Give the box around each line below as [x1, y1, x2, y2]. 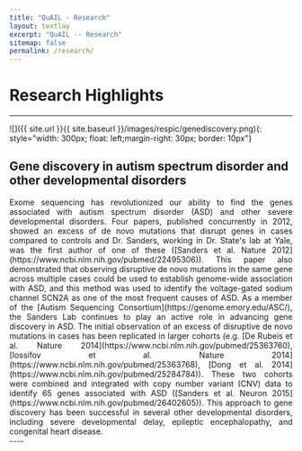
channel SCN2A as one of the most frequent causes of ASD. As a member [9, 292, 293, 303]
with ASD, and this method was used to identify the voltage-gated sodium [9, 282, 293, 293]
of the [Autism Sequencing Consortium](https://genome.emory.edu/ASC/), [9, 302, 293, 313]
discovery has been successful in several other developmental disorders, [9, 406, 293, 418]
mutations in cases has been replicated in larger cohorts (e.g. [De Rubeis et [9, 330, 293, 341]
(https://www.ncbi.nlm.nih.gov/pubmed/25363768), [9, 358, 200, 369]
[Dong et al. [208, 358, 264, 369]
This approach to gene [206, 397, 293, 408]
